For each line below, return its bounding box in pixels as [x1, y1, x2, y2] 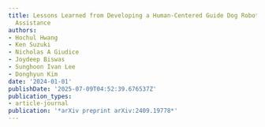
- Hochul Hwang [8, 33, 58, 42]
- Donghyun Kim [8, 70, 58, 78]
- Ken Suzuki [8, 41, 51, 49]
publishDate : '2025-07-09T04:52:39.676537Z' [8, 84, 157, 93]
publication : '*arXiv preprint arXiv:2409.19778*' [8, 107, 178, 115]
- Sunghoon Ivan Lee [8, 63, 77, 71]
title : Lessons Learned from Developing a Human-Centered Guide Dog [8, 11, 238, 20]
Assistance [15, 19, 51, 27]
